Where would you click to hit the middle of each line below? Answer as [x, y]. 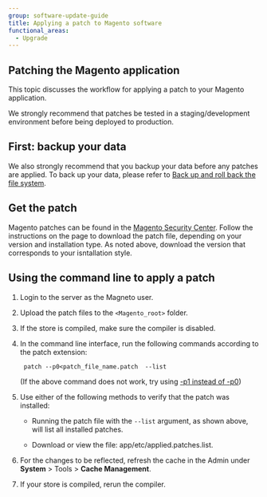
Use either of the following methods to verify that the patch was [124, 396]
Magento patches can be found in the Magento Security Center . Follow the [131, 227]
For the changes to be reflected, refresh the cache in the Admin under [135, 460]
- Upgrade [31, 38]
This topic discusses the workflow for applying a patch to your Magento [126, 89]
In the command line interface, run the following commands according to [139, 343]
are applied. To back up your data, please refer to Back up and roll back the [132, 174]
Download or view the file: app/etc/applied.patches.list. [122, 444]
